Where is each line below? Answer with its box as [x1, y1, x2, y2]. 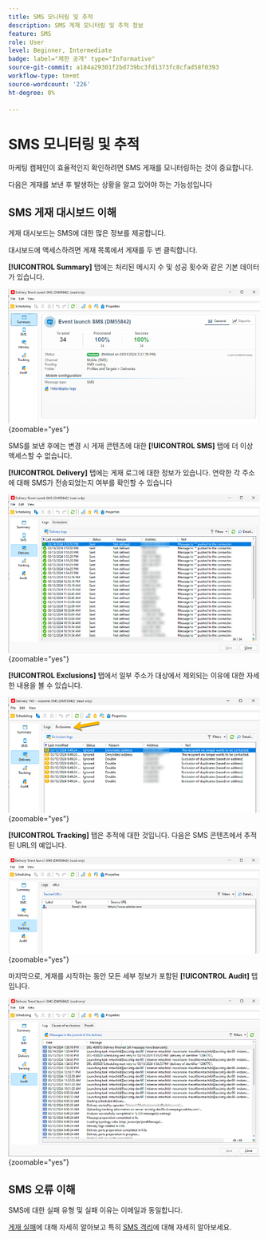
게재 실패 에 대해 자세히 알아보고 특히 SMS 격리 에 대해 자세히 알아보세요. [8, 1222, 232, 1232]
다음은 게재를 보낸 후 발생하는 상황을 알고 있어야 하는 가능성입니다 [8, 180, 213, 189]
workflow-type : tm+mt [8, 72, 81, 80]
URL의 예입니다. [16, 840, 67, 850]
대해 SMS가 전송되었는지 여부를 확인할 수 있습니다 [16, 478, 173, 487]
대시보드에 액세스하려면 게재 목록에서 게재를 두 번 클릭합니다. [8, 245, 198, 255]
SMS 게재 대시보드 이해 [8, 205, 117, 219]
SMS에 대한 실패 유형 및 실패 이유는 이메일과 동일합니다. [8, 1205, 183, 1215]
